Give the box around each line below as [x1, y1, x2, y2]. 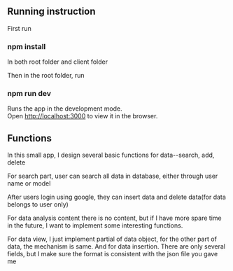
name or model [7, 179, 51, 188]
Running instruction [7, 6, 96, 18]
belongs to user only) [7, 200, 69, 209]
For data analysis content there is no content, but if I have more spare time [7, 214, 222, 223]
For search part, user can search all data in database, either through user [7, 172, 218, 181]
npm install [7, 41, 46, 51]
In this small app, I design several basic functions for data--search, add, [7, 151, 215, 160]
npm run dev [7, 89, 51, 99]
